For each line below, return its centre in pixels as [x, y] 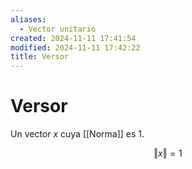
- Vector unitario [58, 29]
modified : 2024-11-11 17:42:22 [75, 47]
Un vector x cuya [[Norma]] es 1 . [77, 134]
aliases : [28, 19]
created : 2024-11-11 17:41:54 [73, 38]
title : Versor [40, 57]
